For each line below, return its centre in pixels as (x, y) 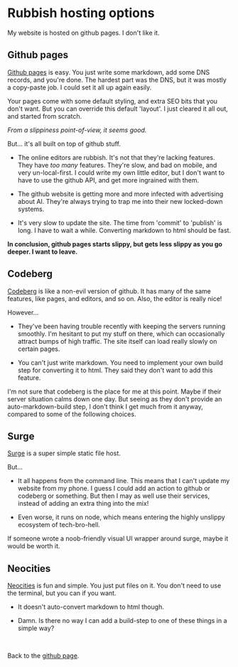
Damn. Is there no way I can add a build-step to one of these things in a (122, 621)
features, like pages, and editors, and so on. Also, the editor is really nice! (115, 298)
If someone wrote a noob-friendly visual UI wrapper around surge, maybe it (118, 538)
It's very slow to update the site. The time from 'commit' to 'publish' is (120, 222)
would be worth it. (34, 546)
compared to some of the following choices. (72, 414)
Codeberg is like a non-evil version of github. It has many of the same (109, 291)
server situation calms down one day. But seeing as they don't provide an (115, 398)
